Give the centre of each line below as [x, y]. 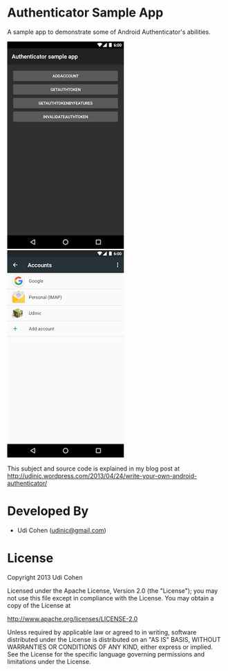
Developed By [48, 511]
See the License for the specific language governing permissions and [106, 654]
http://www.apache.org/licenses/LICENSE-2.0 [73, 618]
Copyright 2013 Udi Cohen [45, 577]
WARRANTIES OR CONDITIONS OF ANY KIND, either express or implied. [110, 647]
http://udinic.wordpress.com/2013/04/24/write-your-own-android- [102, 475]
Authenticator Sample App [85, 13]
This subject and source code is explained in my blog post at [94, 469]
